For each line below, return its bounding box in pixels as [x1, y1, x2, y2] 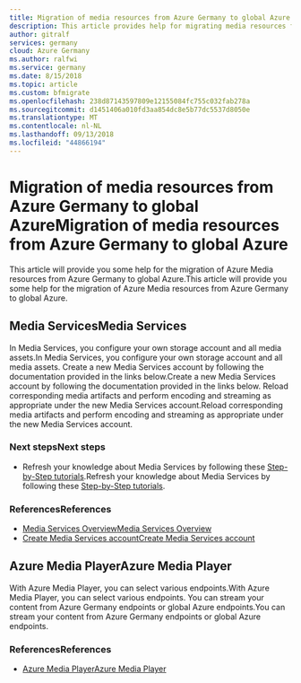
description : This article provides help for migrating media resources [9, 22, 287, 31]
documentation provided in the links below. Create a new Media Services [9, 371, 276, 381]
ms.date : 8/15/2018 [9, 72, 82, 81]
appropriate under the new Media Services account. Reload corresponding [9, 399, 284, 410]
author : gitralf [9, 30, 70, 39]
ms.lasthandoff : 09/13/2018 [9, 130, 115, 139]
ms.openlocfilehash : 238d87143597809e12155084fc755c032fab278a [9, 96, 251, 106]
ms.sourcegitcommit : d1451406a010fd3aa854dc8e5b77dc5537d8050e [9, 105, 251, 114]
